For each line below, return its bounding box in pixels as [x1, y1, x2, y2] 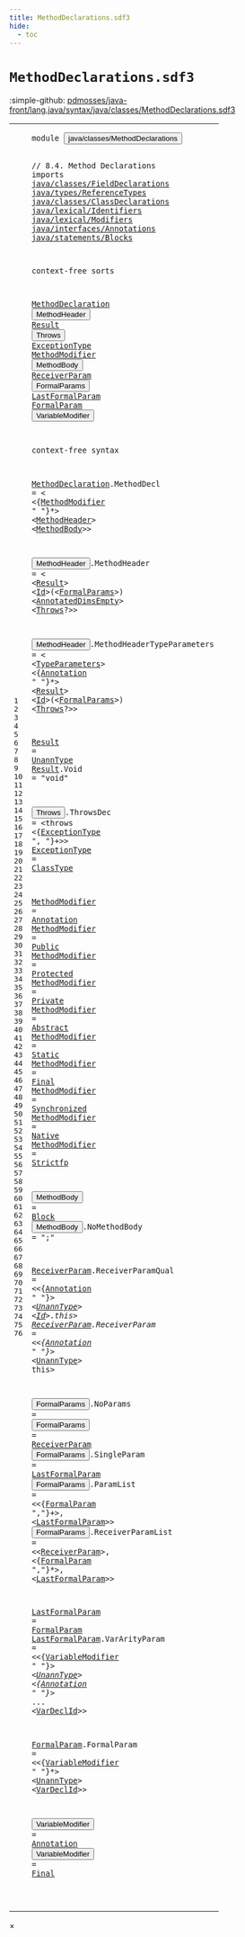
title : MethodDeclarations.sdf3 [9, 13, 130, 22]
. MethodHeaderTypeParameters [89, 640, 214, 650]
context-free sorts [31, 266, 115, 276]
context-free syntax [31, 445, 119, 455]
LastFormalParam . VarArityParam [31, 1634, 166, 1645]
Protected [31, 968, 74, 979]
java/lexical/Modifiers [31, 214, 133, 225]
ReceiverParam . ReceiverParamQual [31, 1265, 175, 1276]
